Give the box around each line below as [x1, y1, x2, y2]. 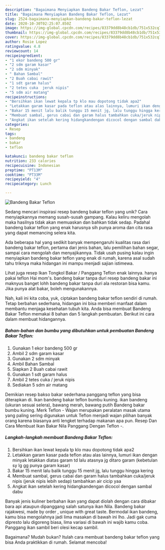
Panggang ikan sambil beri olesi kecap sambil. [5, 524, 99, 530]
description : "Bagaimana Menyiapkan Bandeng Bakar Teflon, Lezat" [5, 7, 144, 12]
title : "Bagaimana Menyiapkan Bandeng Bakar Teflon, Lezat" [5, 12, 131, 17]
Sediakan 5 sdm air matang [12, 382, 68, 388]
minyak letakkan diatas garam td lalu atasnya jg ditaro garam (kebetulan [12, 457, 158, 463]
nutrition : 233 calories [5, 158, 56, 163]
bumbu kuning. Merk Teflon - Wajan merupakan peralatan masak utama [5, 407, 151, 413]
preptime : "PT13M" [5, 167, 43, 173]
